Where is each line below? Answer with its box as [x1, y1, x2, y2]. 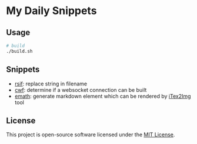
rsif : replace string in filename [14, 80, 87, 87]
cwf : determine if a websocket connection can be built [14, 86, 147, 93]
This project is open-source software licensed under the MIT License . [6, 131, 175, 138]
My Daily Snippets [6, 4, 97, 18]
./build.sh [6, 48, 33, 54]
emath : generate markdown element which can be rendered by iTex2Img [14, 92, 191, 100]
